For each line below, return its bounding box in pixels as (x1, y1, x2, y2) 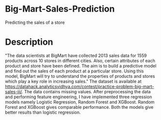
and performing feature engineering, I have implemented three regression (5, 94, 152, 100)
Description (5, 36, 53, 48)
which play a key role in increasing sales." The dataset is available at (5, 78, 142, 84)
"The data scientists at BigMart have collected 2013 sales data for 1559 (5, 52, 147, 58)
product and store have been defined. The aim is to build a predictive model (5, 63, 157, 69)
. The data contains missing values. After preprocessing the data (21, 88, 151, 94)
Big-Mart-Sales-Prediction (5, 3, 115, 15)
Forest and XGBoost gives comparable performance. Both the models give (5, 104, 154, 110)
